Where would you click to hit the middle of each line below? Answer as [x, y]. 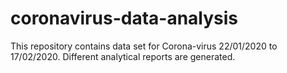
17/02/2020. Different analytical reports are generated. [123, 56]
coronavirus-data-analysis [124, 18]
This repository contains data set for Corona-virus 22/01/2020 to [144, 46]
